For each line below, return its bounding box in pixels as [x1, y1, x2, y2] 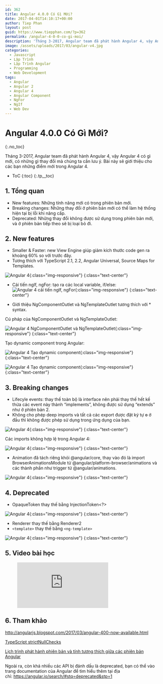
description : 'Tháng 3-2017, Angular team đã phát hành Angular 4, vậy [5, 39, 153, 44]
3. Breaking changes [5, 383, 69, 392]
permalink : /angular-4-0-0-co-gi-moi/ [5, 35, 83, 39]
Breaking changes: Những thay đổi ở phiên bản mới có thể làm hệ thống [12, 205, 156, 211]
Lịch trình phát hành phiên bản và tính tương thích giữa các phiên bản [5, 648, 144, 654]
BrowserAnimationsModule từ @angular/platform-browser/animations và [12, 460, 157, 466]
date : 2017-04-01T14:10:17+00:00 [5, 16, 73, 21]
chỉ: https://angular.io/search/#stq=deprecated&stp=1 [5, 673, 113, 679]
